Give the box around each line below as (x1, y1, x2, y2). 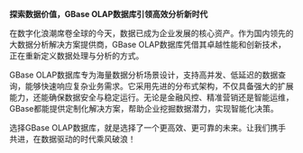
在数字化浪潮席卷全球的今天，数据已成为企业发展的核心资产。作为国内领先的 (9, 28, 294, 39)
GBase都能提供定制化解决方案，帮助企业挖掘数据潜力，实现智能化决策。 (9, 103, 280, 113)
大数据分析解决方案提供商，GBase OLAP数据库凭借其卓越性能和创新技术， (9, 40, 287, 49)
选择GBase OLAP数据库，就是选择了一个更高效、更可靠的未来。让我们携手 (9, 122, 287, 133)
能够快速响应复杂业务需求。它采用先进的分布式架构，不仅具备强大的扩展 (24, 81, 294, 91)
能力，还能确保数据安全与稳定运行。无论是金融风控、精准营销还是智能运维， (9, 92, 294, 103)
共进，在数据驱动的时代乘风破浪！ (9, 134, 136, 144)
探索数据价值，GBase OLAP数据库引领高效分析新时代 (9, 9, 208, 19)
